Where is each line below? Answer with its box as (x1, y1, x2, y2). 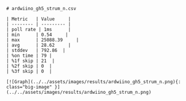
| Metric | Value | (6, 16, 71, 22)
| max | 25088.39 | (6, 37, 79, 43)
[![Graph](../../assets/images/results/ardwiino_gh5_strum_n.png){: (6, 79, 181, 85)
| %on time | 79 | (6, 53, 52, 59)
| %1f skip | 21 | (6, 58, 55, 64)
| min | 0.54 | (6, 32, 68, 38)
